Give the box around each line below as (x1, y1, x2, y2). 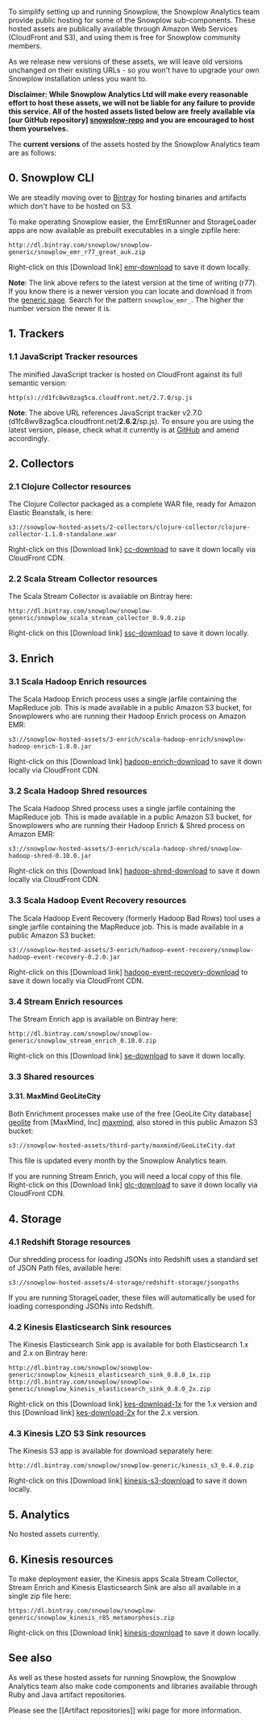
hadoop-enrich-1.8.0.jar (8, 743, 92, 751)
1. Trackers (8, 327, 64, 341)
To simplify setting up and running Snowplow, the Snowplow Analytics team (8, 7, 260, 16)
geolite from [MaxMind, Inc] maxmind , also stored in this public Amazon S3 (8, 1117, 258, 1127)
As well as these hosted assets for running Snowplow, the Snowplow (8, 1672, 236, 1682)
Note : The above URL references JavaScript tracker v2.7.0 (8, 407, 203, 418)
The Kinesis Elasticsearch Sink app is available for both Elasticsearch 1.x (8, 1340, 249, 1350)
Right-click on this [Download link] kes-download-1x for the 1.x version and (8, 1399, 258, 1409)
